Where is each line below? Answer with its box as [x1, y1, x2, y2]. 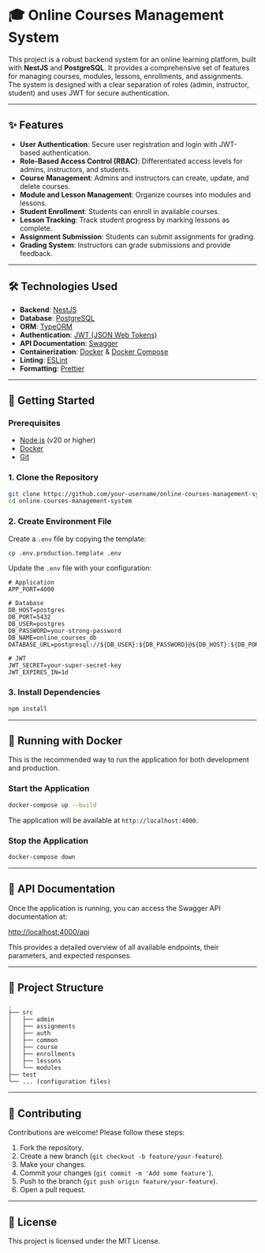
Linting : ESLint [19, 355, 69, 364]
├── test [8, 1071, 37, 1079]
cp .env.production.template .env [8, 549, 122, 557]
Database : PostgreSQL [19, 313, 95, 322]
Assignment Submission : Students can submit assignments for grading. [19, 231, 256, 241]
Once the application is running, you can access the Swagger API [8, 903, 221, 912]
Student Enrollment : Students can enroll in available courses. [19, 206, 220, 216]
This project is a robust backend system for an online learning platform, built [8, 55, 256, 64]
